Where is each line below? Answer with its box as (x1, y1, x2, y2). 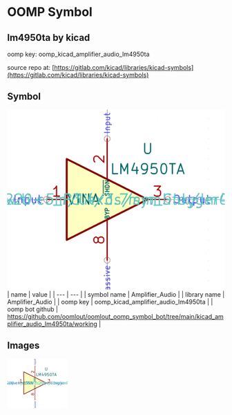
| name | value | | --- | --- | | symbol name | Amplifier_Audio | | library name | (7, 290, 225, 298)
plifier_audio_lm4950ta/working (7, 320, 98, 328)
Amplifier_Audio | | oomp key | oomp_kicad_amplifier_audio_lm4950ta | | (7, 297, 213, 306)
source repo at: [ (7, 64, 55, 71)
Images (7, 340, 40, 351)
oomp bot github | (7, 305, 59, 313)
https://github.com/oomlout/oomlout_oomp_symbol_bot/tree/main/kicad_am (7, 312, 224, 320)
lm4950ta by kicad (7, 32, 90, 44)
